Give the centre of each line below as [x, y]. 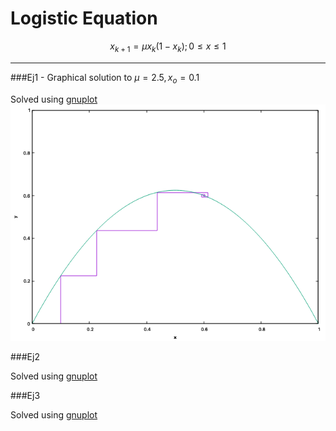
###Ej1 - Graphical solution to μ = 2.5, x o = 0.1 [105, 78]
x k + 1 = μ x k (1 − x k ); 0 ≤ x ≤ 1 [168, 47]
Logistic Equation [84, 18]
